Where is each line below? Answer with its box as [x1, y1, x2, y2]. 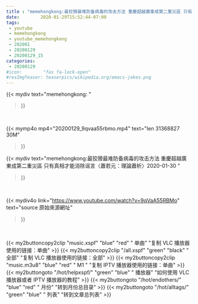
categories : [6, 58, 35, 64]
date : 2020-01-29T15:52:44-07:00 [6, 14, 107, 20]
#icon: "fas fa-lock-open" [6, 69, 91, 75]
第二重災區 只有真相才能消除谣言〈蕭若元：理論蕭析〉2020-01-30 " [16, 162, 180, 169]
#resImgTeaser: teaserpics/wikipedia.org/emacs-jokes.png [6, 74, 151, 80]
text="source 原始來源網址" [6, 204, 73, 211]
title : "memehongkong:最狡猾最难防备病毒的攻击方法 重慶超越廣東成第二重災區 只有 [6, 8, 193, 15]
